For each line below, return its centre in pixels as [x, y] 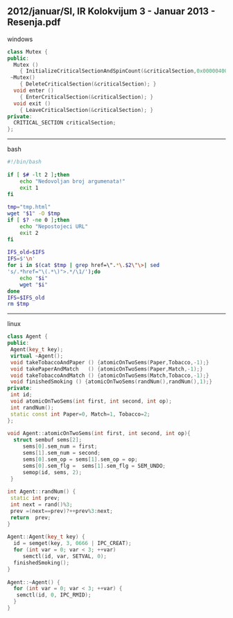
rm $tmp [18, 304]
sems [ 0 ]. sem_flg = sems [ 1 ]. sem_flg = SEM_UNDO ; [94, 466]
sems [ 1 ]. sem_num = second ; [61, 453]
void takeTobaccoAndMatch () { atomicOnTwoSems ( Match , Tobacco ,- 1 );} [110, 375]
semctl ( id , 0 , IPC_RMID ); [54, 595]
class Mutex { [28, 51]
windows [20, 39]
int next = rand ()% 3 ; [41, 505]
